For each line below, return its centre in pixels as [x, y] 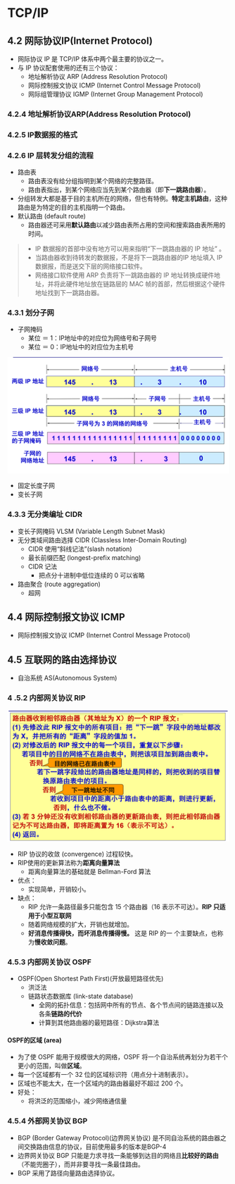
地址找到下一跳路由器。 [69, 293]
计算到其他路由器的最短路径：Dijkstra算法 [99, 1023]
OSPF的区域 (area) [34, 1040]
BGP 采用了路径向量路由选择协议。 [68, 1173]
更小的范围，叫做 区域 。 [51, 1066]
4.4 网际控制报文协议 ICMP [66, 617]
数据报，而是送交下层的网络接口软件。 [90, 266]
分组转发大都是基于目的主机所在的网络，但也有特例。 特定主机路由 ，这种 [122, 199]
